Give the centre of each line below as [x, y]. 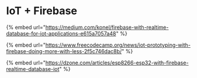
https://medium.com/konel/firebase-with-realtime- [107, 27]
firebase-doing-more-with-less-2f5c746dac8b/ [64, 51]
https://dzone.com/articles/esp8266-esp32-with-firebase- [117, 63]
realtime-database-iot [33, 69]
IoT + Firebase [42, 11]
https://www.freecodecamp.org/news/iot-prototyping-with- [118, 45]
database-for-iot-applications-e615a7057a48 [61, 33]
